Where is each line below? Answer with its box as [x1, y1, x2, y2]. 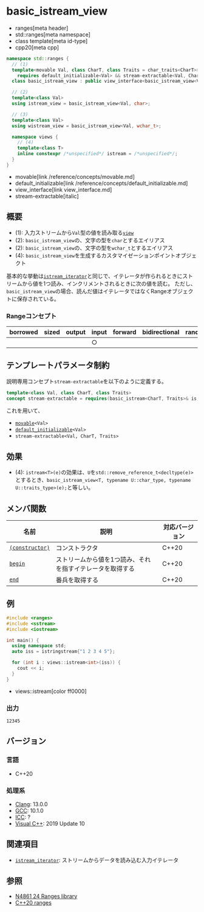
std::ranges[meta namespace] [15, 30, 91, 38]
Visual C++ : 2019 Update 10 [15, 820, 85, 827]
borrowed [9, 327, 38, 336]
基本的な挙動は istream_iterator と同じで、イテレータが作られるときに [6, 272, 183, 279]
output [66, 327, 86, 336]
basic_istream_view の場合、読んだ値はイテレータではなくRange [6, 287, 167, 294]
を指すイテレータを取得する [55, 565, 135, 573]
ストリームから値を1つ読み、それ [55, 555, 151, 564]
